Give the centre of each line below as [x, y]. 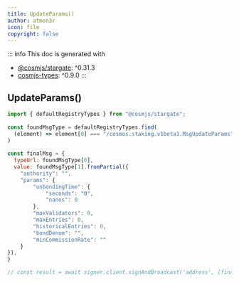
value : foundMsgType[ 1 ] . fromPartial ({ [71, 167]
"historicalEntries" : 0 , [70, 226]
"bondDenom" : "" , [58, 233]
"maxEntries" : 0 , [58, 220]
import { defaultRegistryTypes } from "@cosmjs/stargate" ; [97, 114]
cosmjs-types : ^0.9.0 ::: [52, 75]
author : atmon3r [31, 21]
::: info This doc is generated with [56, 54]
